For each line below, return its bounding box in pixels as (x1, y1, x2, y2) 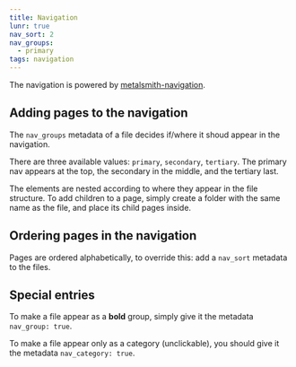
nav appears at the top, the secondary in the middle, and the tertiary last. (9, 165, 280, 176)
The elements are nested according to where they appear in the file (9, 183, 258, 194)
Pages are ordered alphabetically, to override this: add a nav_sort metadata (9, 252, 288, 263)
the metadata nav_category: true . (9, 347, 135, 359)
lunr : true (9, 22, 50, 31)
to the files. (9, 261, 51, 272)
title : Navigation (9, 13, 78, 22)
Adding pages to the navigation (9, 105, 188, 121)
